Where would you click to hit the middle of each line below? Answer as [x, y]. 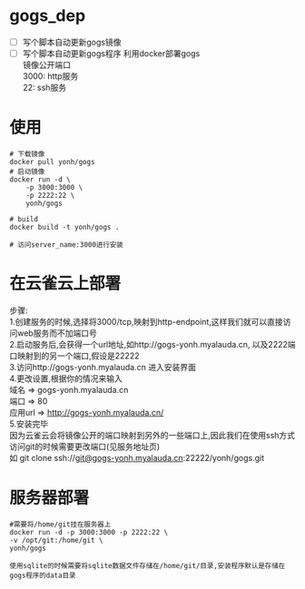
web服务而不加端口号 [57, 333]
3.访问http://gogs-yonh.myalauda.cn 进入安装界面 [103, 367]
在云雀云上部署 [65, 284]
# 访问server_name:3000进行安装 [67, 245]
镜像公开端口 [46, 65]
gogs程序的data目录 [43, 575]
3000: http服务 [50, 76]
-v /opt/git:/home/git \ [56, 540]
